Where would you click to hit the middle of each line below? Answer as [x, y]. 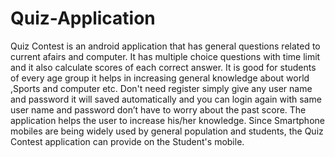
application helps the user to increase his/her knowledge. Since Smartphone [167, 120]
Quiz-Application [83, 18]
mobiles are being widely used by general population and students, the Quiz [167, 131]
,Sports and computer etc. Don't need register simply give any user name [161, 88]
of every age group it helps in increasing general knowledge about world [160, 78]
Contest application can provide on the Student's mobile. [127, 141]
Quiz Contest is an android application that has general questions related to [165, 46]
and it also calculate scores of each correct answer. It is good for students [163, 67]
